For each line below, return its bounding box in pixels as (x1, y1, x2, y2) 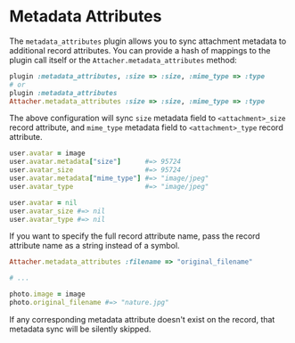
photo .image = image (9, 290, 86, 299)
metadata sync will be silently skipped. (9, 323, 152, 334)
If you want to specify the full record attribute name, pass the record (9, 231, 260, 241)
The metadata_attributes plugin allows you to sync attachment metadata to (9, 36, 287, 46)
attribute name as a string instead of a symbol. (9, 241, 180, 251)
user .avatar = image (9, 149, 86, 158)
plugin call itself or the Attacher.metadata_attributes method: (9, 54, 238, 65)
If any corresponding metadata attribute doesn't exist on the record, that (9, 314, 275, 324)
